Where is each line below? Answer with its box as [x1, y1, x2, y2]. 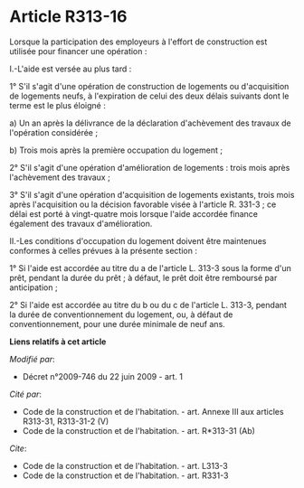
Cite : [9, 443, 27, 454]
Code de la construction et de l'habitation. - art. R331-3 [22, 470, 229, 481]
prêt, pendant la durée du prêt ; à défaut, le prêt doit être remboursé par [9, 272, 278, 283]
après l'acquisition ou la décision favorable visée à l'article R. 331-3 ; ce [9, 199, 277, 210]
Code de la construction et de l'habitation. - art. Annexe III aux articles [22, 406, 284, 417]
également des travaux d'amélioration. [9, 218, 153, 229]
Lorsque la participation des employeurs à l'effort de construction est [9, 36, 268, 47]
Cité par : [9, 389, 43, 399]
